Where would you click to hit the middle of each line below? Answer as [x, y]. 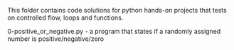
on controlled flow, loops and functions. [65, 18]
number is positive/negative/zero [56, 39]
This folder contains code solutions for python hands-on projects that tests [117, 10]
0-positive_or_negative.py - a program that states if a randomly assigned [114, 31]
